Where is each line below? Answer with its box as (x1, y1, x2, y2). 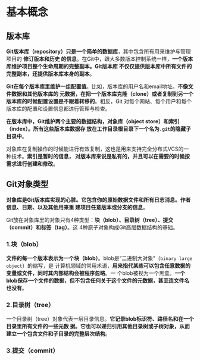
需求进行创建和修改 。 (6, 160, 58, 167)
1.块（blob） (6, 240, 43, 248)
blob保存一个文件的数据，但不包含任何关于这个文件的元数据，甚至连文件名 (6, 277, 190, 284)
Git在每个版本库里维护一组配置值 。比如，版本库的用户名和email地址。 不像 (6, 83, 189, 90)
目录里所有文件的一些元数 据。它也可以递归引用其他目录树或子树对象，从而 (6, 323, 190, 330)
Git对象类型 (6, 179, 49, 189)
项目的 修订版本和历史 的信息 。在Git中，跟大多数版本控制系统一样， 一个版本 (6, 55, 193, 62)
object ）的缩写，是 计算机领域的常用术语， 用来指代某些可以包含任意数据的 (6, 262, 190, 270)
